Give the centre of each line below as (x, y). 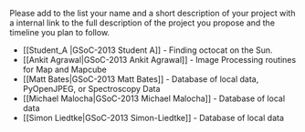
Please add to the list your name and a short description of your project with (152, 13)
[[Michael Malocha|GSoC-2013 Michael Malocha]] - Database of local (154, 98)
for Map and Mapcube (64, 69)
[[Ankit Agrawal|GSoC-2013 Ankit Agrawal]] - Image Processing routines (159, 60)
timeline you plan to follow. (60, 32)
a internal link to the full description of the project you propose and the (142, 23)
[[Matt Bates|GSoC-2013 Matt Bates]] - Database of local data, (141, 79)
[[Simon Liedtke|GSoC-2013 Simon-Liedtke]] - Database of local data (153, 118)
